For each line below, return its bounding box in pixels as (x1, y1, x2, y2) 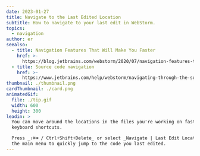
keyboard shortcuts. (11, 125, 62, 130)
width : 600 (11, 102, 39, 109)
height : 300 (11, 108, 42, 114)
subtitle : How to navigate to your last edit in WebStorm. (6, 20, 156, 26)
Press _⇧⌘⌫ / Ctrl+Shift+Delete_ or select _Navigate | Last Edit (11, 135, 180, 141)
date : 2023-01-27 (6, 8, 49, 15)
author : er (6, 36, 33, 42)
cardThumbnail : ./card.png (6, 86, 73, 92)
